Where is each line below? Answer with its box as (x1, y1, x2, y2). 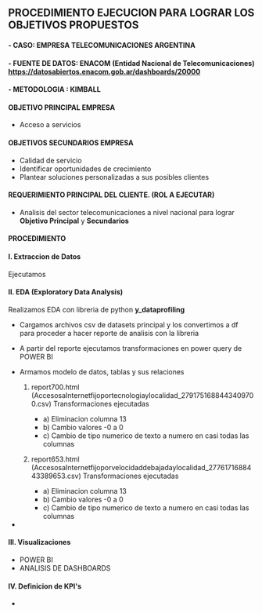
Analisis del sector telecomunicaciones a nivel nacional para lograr (19, 207, 235, 217)
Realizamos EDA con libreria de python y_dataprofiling (8, 305, 185, 314)
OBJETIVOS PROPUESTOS (8, 19, 139, 32)
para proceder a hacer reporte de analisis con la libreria (19, 328, 199, 338)
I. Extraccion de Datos (8, 251, 81, 261)
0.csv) (31, 399, 52, 408)
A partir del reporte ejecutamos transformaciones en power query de (19, 343, 242, 352)
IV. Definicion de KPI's (8, 581, 82, 591)
